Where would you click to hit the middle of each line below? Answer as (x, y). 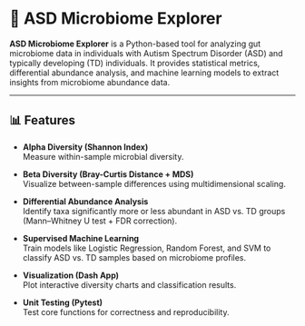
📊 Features (42, 120)
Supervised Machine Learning (80, 238)
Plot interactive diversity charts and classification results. (129, 284)
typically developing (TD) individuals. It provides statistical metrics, (135, 63)
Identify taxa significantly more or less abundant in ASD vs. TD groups (154, 211)
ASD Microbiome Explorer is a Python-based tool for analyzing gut (135, 44)
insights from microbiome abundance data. (90, 82)
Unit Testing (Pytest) (62, 302)
